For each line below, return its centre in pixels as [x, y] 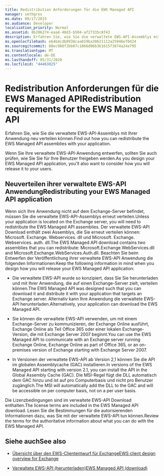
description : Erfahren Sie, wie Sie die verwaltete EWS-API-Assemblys [78, 37]
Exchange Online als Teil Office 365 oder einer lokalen [67, 329]
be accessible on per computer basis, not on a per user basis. [74, 390]
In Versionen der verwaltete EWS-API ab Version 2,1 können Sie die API [83, 359]
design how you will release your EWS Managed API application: [70, 268]
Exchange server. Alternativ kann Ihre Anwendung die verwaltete [77, 299]
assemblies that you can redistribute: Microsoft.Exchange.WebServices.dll [80, 247]
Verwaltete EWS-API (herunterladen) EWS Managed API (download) [80, 468]
